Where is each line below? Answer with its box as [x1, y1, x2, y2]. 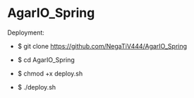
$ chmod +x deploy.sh [17, 69, 83, 78]
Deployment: [7, 28, 44, 37]
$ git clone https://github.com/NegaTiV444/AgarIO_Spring [17, 42, 188, 50]
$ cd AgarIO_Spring [17, 55, 75, 64]
